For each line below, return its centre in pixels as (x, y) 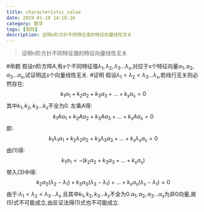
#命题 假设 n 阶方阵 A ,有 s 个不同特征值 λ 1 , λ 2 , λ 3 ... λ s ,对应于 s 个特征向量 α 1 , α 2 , (100, 67)
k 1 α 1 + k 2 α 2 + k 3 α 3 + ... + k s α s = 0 (103, 94)
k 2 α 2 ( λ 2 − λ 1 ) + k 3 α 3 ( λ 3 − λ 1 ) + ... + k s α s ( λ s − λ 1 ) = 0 (103, 183)
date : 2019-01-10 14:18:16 (41, 18)
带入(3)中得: (22, 172)
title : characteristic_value (44, 12)
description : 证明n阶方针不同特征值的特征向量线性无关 (69, 35)
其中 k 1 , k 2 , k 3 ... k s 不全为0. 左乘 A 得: (49, 106)
